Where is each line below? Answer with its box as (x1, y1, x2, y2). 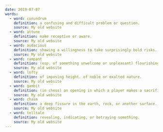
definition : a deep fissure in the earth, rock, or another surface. (14, 102, 158, 106)
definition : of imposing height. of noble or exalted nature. (14, 74, 142, 79)
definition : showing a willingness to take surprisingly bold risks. (14, 47, 158, 52)
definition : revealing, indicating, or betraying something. (14, 115, 140, 120)
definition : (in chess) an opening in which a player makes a (14, 88, 142, 93)
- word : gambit (9, 83, 40, 88)
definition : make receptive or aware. (14, 34, 92, 39)
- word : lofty (9, 70, 38, 75)
